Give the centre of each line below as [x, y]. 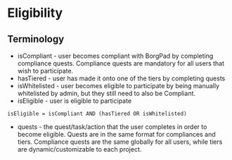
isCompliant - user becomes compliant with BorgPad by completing [115, 56]
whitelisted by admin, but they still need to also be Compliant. [106, 93]
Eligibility [35, 13]
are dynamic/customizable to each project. [79, 149]
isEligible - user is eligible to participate [75, 101]
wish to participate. [45, 71]
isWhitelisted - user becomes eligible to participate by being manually [118, 86]
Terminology [36, 39]
